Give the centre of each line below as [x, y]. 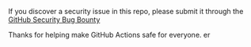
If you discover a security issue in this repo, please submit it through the [126, 11]
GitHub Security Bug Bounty [54, 20]
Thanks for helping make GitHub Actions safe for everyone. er [109, 35]
